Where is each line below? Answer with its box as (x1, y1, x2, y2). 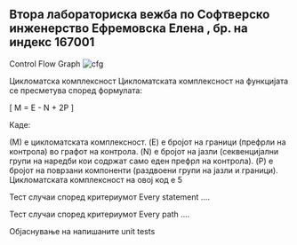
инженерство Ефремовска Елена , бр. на (9, 21, 249, 36)
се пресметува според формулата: (9, 84, 142, 96)
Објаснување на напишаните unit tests (9, 225, 156, 236)
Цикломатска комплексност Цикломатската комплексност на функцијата (9, 75, 289, 86)
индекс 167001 (9, 35, 95, 50)
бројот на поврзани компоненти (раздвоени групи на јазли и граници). (9, 164, 278, 176)
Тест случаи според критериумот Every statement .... (9, 191, 211, 202)
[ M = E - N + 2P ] (9, 102, 74, 113)
